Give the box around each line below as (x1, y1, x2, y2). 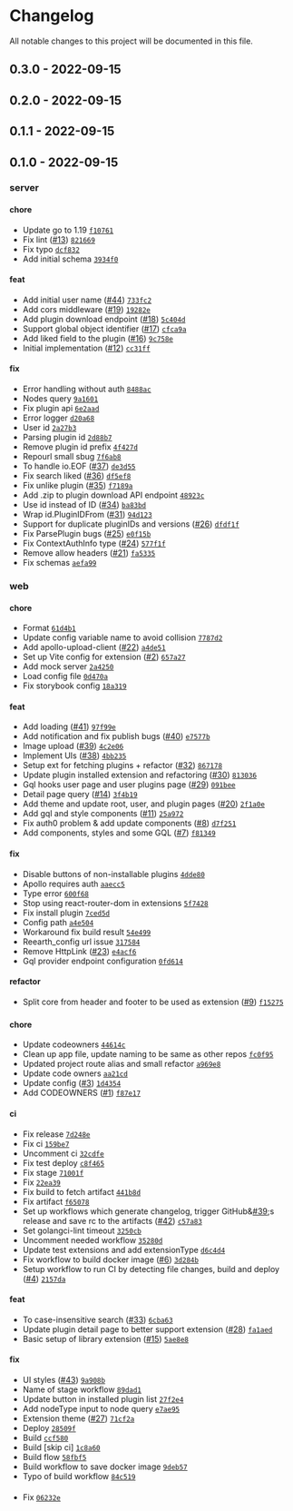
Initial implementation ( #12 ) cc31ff (22, 342, 151, 353)
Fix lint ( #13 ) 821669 (22, 233, 95, 245)
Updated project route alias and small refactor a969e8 (22, 1059, 221, 1070)
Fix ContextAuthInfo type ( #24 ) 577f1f (22, 538, 166, 549)
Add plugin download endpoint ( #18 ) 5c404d (22, 313, 186, 324)
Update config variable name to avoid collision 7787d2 (22, 632, 223, 643)
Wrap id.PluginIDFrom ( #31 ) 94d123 (22, 509, 152, 520)
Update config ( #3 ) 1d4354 (22, 1078, 122, 1089)
